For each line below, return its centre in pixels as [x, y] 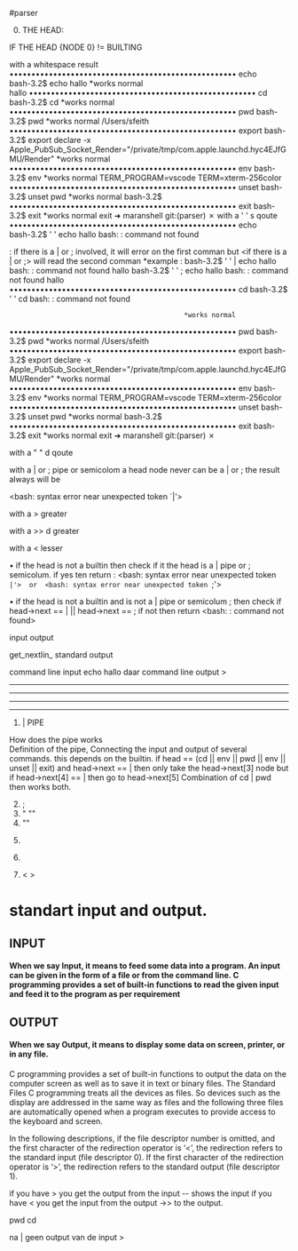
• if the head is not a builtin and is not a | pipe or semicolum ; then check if [145, 602]
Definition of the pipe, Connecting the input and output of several [128, 749]
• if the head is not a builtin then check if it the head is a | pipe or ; [130, 565]
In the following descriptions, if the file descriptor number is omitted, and [142, 1138]
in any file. [29, 1054]
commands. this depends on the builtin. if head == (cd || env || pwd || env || [148, 758]
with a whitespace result [54, 64]
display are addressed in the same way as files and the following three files [146, 1102]
